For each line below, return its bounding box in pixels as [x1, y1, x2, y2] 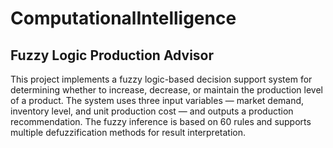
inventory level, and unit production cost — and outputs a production [10, 105, 294, 117]
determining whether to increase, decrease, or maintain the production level [10, 84, 323, 96]
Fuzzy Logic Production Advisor [10, 47, 215, 64]
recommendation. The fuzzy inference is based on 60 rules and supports [10, 116, 312, 127]
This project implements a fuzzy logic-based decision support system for [10, 73, 313, 85]
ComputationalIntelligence [10, 7, 237, 30]
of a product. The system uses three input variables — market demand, [10, 95, 305, 106]
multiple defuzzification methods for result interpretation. [10, 127, 247, 138]
